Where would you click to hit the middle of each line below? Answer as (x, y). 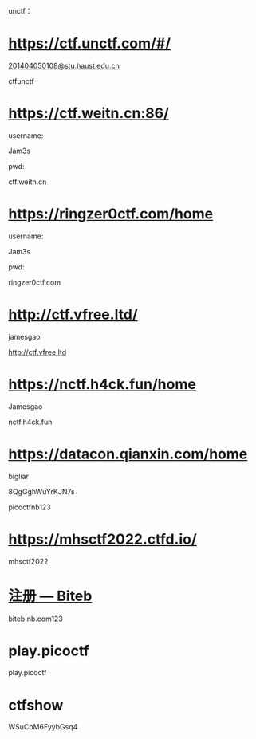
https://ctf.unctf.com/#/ (90, 43)
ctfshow (36, 705)
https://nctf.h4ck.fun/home (102, 384)
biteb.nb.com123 (36, 619)
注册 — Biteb (50, 596)
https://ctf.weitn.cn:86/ (89, 114)
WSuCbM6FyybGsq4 (43, 727)
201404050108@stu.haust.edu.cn (64, 65)
